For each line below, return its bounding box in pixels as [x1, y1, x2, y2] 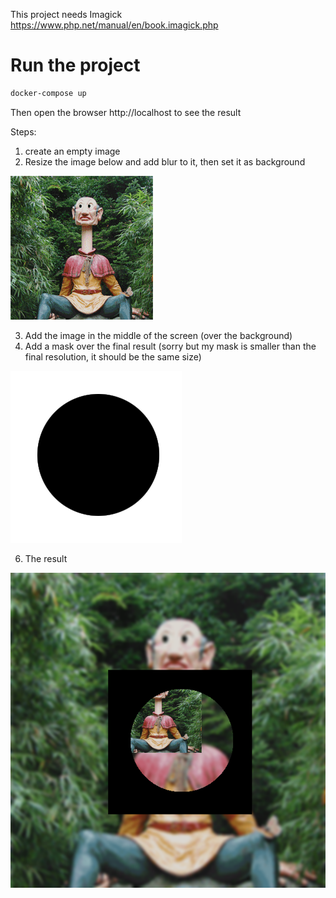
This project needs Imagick [10, 9, 123, 20]
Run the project [10, 54, 141, 77]
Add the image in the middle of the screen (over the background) [24, 329, 293, 341]
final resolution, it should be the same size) [24, 350, 202, 363]
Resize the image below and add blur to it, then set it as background [24, 155, 306, 168]
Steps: [10, 125, 37, 138]
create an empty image [24, 145, 121, 157]
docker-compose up [10, 88, 87, 98]
